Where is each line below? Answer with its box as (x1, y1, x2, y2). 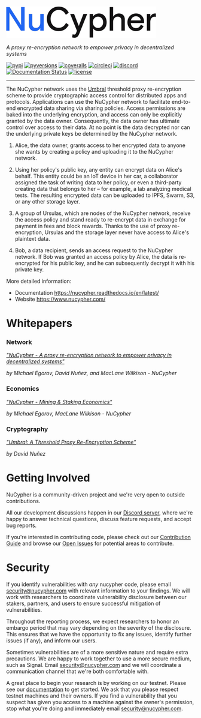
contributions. (6, 498, 41, 505)
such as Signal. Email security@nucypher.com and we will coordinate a (6, 661, 181, 668)
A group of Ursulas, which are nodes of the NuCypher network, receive (14, 210, 191, 217)
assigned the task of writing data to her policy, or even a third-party (14, 179, 182, 186)
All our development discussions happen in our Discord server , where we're (6, 509, 193, 516)
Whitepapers (6, 316, 73, 330)
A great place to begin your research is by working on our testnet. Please (6, 679, 187, 686)
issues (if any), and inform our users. (6, 637, 97, 644)
